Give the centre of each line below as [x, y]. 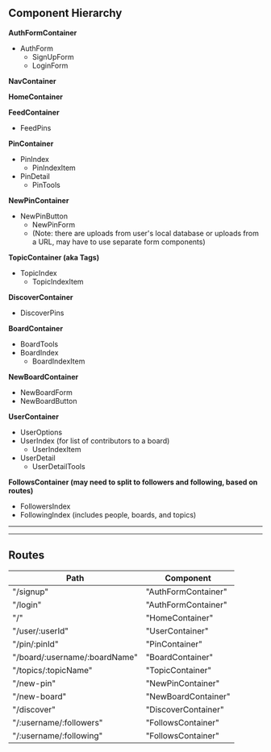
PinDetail [35, 176]
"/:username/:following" [58, 735]
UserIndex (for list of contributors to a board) [95, 440]
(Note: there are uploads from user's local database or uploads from [146, 233]
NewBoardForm [46, 392]
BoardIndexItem [58, 361]
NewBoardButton [49, 401]
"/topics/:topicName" [52, 670]
